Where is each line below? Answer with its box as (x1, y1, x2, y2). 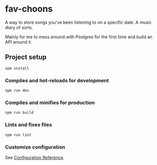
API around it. (5, 39, 33, 45)
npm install (5, 66, 29, 71)
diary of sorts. (5, 24, 33, 30)
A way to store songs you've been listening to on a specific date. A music (5, 19, 152, 25)
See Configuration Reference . (5, 154, 65, 160)
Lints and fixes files (5, 121, 52, 128)
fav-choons (5, 3, 53, 15)
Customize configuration (5, 144, 66, 150)
